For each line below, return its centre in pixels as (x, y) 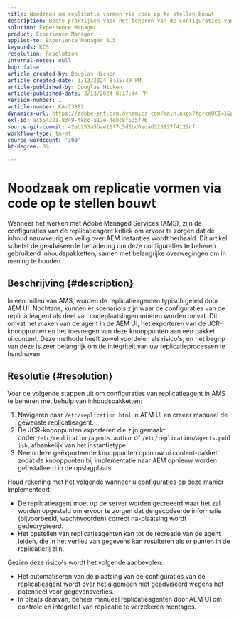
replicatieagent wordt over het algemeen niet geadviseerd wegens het (121, 584)
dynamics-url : (28, 113)
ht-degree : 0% (28, 147)
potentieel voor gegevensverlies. (66, 591)
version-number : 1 (34, 101)
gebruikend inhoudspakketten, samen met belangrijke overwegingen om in (117, 253)
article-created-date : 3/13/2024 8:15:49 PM (74, 80)
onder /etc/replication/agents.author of (79, 437)
